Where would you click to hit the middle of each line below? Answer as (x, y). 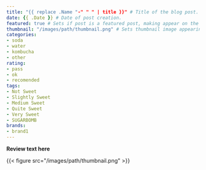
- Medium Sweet (26, 103)
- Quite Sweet (25, 109)
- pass (15, 69)
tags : (13, 86)
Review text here (28, 149)
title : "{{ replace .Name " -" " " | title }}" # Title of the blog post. (103, 12)
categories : (21, 35)
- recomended (23, 80)
